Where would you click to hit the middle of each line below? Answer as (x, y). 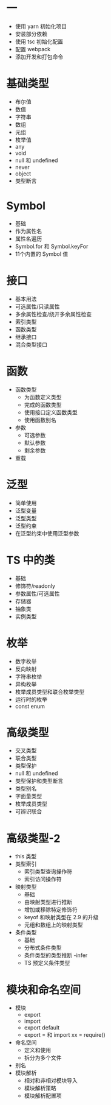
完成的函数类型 (43, 404)
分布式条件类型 (43, 948)
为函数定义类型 (43, 397)
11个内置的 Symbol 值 (42, 254)
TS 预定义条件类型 (47, 963)
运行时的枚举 (31, 699)
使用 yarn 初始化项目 (41, 26)
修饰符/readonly (35, 586)
